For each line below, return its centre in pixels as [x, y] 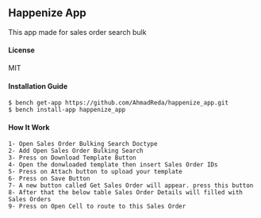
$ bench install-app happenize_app [67, 110]
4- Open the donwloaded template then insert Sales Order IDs [113, 165]
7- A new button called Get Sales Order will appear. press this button [131, 185]
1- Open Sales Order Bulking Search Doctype [83, 144]
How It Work [29, 127]
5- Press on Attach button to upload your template [95, 172]
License [22, 50]
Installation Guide [38, 86]
